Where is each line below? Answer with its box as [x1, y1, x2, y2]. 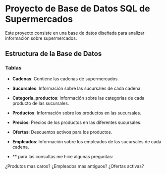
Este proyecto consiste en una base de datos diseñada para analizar [5, 30, 145, 36]
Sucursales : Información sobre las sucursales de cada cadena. [12, 85, 142, 91]
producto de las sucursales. [12, 100, 69, 106]
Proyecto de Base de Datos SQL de [5, 3, 150, 14]
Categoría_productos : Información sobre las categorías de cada [12, 95, 145, 101]
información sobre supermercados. [5, 35, 77, 41]
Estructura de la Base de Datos [5, 50, 102, 58]
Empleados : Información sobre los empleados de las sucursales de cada [12, 138, 162, 144]
